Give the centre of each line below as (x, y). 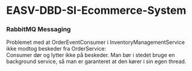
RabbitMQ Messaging (39, 29)
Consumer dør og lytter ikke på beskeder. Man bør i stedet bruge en (91, 55)
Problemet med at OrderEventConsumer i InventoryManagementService (96, 42)
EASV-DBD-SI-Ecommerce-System (96, 11)
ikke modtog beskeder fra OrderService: (56, 49)
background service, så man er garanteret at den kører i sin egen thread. (96, 61)
